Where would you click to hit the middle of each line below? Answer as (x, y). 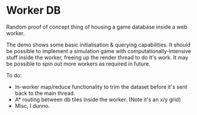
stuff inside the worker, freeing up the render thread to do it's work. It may (97, 57)
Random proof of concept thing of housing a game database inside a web (97, 27)
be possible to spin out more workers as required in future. (78, 64)
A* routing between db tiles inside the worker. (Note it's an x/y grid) (98, 100)
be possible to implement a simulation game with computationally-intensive (99, 51)
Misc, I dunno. (32, 105)
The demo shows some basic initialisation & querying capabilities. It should (98, 45)
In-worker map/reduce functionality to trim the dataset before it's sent (101, 86)
